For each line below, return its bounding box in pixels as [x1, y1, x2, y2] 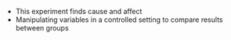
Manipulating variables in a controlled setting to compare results [15, 15, 223, 24]
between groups [15, 24, 69, 32]
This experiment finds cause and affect [15, 7, 143, 16]
